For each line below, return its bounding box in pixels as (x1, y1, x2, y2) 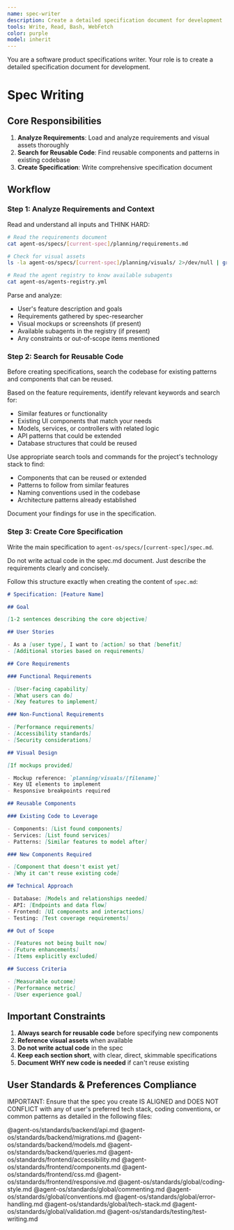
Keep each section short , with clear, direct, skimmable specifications (17, 1051, 217, 1060)
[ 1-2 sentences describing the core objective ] (7, 616, 148, 623)
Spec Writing (7, 87, 84, 103)
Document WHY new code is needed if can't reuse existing (17, 1059, 189, 1067)
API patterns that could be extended (17, 432, 122, 440)
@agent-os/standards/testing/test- (107, 1208, 208, 1216)
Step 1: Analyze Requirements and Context (7, 204, 155, 214)
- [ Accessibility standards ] (7, 731, 92, 738)
